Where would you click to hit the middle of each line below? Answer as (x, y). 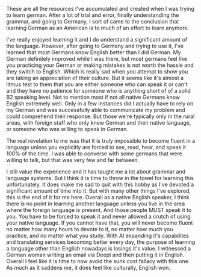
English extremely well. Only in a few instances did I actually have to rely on (100, 104)
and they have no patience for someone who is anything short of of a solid (98, 91)
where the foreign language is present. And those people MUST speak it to (99, 210)
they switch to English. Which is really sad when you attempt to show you (97, 71)
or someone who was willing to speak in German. (67, 129)
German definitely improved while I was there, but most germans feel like (97, 59)
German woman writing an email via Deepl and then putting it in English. (95, 255)
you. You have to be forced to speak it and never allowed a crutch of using (98, 216)
